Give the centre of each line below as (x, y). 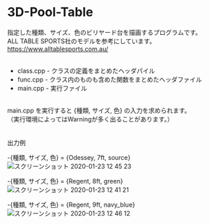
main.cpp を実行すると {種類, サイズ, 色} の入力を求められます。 (99, 110)
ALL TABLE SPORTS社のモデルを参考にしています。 (82, 41)
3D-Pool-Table (50, 12)
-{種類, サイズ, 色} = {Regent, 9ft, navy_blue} (71, 204)
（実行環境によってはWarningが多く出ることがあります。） (91, 119)
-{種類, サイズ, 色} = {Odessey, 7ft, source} (69, 157)
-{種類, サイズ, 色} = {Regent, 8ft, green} (65, 181)
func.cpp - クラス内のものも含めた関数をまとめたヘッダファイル (109, 79)
